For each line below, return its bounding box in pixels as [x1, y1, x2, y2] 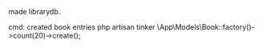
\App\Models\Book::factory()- [156, 22, 255, 31]
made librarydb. [8, 7, 61, 16]
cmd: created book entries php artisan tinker [8, 22, 156, 31]
